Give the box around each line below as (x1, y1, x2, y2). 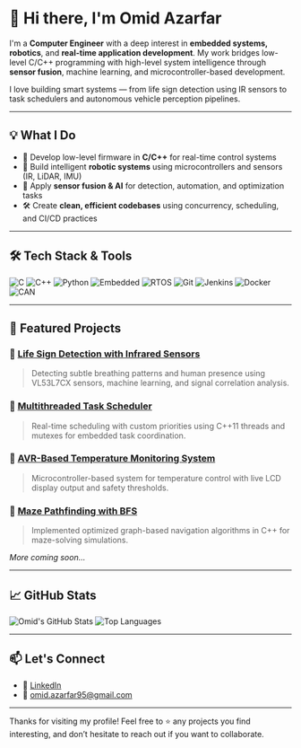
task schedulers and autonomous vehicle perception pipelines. (9, 93, 241, 104)
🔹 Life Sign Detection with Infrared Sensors (9, 348, 201, 360)
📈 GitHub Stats (9, 587, 97, 603)
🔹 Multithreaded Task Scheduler (9, 400, 152, 412)
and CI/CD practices (21, 213, 98, 224)
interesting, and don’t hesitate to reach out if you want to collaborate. (9, 728, 264, 739)
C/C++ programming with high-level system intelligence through (28, 57, 267, 67)
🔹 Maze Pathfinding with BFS (9, 505, 138, 517)
